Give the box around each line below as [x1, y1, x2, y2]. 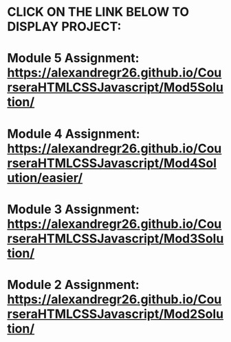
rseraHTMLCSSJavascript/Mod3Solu [7, 230, 224, 246]
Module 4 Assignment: [7, 125, 140, 141]
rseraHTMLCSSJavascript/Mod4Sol [7, 155, 217, 171]
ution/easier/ [7, 170, 83, 185]
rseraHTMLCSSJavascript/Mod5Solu [7, 80, 223, 95]
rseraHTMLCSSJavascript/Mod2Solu [7, 306, 224, 321]
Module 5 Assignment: [7, 50, 140, 66]
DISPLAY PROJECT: [7, 19, 122, 34]
